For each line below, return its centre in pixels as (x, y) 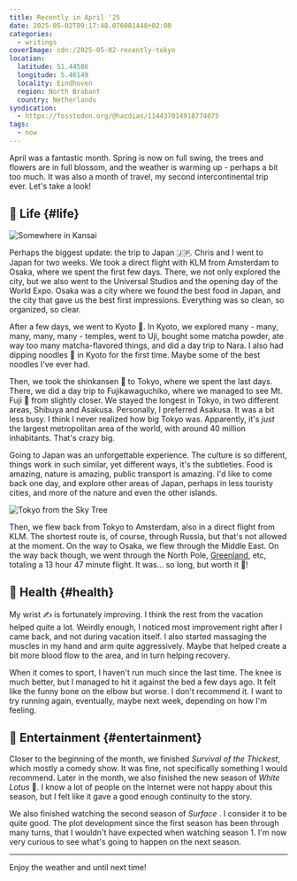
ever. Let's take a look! (50, 186)
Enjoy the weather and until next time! (78, 868)
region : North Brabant (59, 91)
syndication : (33, 108)
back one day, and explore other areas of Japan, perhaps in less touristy (141, 483)
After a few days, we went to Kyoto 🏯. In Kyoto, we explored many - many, (144, 326)
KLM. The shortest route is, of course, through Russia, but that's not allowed (148, 536)
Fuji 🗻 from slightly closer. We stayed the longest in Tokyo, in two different (144, 400)
